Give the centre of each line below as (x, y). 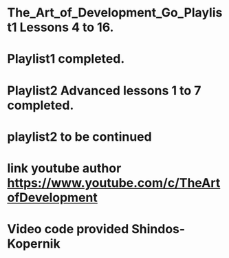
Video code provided (68, 229)
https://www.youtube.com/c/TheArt (114, 182)
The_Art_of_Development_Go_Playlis (115, 13)
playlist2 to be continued (80, 137)
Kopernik (34, 244)
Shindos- (159, 229)
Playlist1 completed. (66, 59)
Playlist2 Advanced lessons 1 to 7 (104, 90)
